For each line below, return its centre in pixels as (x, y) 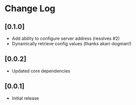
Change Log (30, 9)
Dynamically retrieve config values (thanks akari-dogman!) (71, 44)
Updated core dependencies (41, 71)
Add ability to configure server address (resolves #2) (66, 38)
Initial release (25, 98)
